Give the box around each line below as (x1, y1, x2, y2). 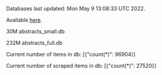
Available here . (6, 17, 43, 23)
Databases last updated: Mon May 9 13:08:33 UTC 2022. (6, 5, 145, 12)
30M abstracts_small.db (6, 28, 65, 35)
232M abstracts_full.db (6, 40, 63, 46)
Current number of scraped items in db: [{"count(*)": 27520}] (6, 62, 157, 69)
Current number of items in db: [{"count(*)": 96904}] (6, 51, 136, 58)
